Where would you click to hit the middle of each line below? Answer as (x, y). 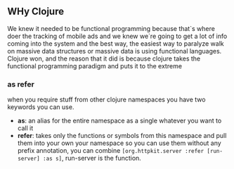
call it (25, 128)
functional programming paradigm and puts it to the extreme (95, 65)
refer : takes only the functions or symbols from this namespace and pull (122, 136)
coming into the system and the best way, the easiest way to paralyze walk (116, 43)
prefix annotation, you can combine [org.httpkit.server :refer (111, 151)
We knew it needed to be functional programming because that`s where (111, 28)
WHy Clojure (36, 12)
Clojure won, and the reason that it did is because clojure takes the (104, 58)
